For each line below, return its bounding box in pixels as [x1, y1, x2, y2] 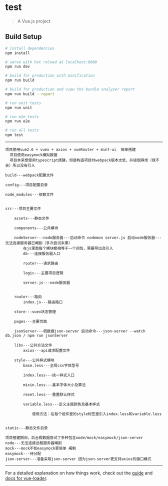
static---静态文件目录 [5, 425, 48, 430]
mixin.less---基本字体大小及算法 [23, 382, 86, 387]
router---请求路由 [23, 261, 58, 266]
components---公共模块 [14, 225, 58, 230]
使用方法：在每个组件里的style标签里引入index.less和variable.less [31, 411, 162, 416]
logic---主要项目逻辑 [23, 270, 63, 275]
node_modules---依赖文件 [5, 192, 54, 197]
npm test [5, 132, 23, 137]
